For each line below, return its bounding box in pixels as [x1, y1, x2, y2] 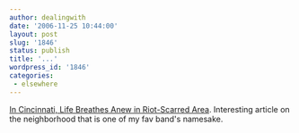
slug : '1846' [9, 37, 58, 47]
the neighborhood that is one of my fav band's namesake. [9, 113, 224, 124]
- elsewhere [13, 79, 58, 88]
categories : [9, 71, 54, 80]
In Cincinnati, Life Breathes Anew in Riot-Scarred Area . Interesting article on [9, 104, 290, 114]
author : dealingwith [9, 12, 87, 22]
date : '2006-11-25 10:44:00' [9, 21, 119, 30]
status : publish [9, 46, 70, 55]
